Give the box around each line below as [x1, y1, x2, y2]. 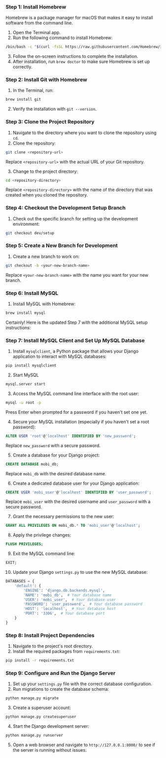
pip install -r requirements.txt [5, 658, 74, 663]
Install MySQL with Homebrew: [12, 301, 76, 307]
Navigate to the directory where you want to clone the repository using [12, 130, 157, 136]
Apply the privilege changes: [12, 532, 71, 538]
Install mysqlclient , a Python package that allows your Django [12, 348, 139, 354]
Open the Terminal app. [12, 30, 61, 36]
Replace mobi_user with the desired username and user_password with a [5, 499, 151, 505]
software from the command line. [5, 20, 73, 26]
